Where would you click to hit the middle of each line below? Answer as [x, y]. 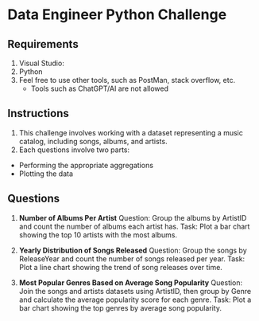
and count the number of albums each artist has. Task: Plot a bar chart [134, 226]
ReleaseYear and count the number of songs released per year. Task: [132, 258]
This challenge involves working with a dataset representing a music [131, 132]
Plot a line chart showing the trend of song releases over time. [121, 267]
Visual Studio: [41, 63]
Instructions [38, 114]
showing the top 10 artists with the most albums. [98, 235]
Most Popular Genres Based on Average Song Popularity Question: [131, 282]
